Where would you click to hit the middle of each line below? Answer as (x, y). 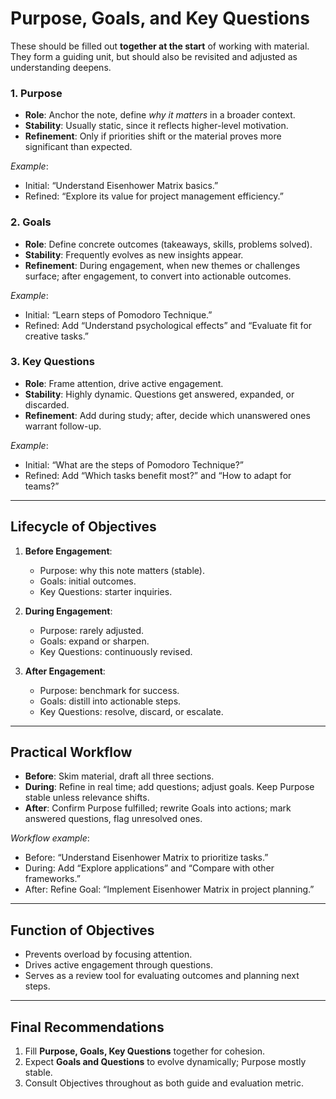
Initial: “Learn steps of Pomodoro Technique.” (118, 314)
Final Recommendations (87, 1027)
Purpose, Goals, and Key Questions (160, 18)
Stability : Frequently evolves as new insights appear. (134, 254)
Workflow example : (50, 838)
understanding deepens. (61, 67)
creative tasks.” (57, 336)
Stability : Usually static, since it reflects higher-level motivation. (156, 126)
